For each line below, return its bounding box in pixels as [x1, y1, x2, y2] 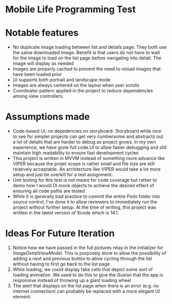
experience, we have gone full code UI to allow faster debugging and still [12, 145, 167, 151]
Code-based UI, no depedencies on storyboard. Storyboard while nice [12, 128, 162, 134]
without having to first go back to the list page [12, 261, 110, 267]
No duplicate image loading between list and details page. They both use [12, 44, 167, 50]
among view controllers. [12, 93, 64, 99]
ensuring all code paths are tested [12, 188, 85, 194]
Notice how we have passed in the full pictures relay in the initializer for [12, 245, 164, 251]
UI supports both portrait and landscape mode [12, 77, 111, 83]
